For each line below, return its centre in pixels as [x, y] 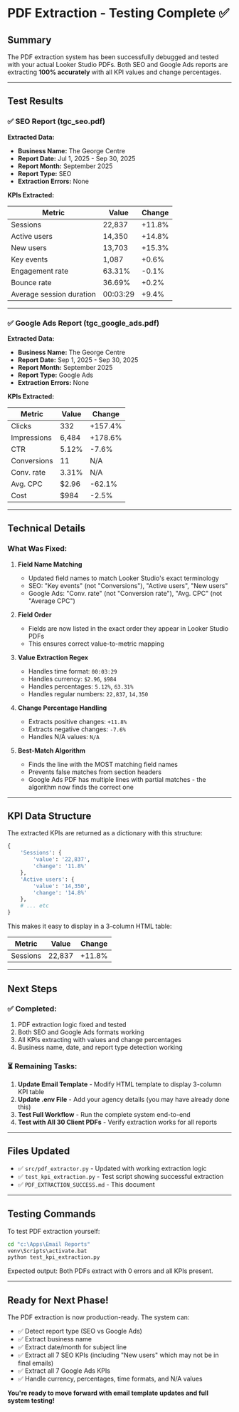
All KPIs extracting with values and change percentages [99, 1039]
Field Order [34, 614]
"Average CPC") [52, 601]
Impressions [31, 438]
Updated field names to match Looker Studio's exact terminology [123, 578]
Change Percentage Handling [62, 708]
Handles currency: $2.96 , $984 [72, 679]
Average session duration [53, 294]
